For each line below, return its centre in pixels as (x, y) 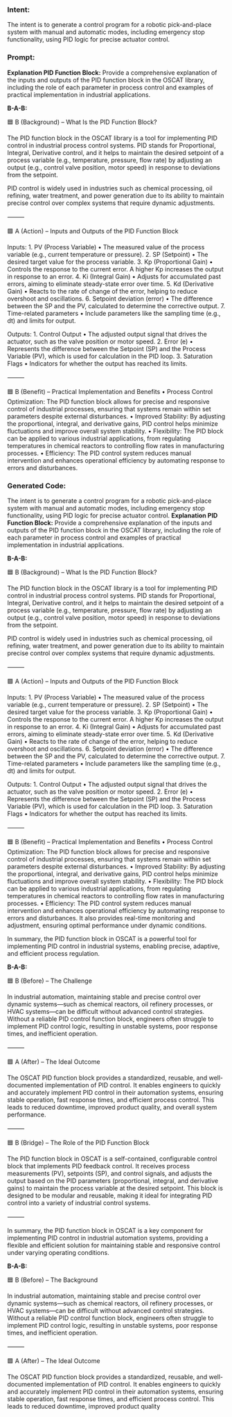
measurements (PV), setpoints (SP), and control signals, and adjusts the (110, 1173)
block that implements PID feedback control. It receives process (99, 1166)
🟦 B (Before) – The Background (53, 1280)
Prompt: (21, 57)
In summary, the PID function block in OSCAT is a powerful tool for (102, 938)
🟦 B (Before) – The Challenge (50, 981)
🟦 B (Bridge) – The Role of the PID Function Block (79, 1142)
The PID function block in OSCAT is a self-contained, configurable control (112, 1159)
